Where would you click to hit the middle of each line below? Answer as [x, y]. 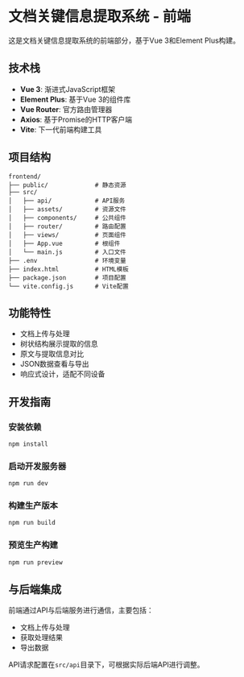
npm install [28, 444]
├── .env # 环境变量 [67, 260]
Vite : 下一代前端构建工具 [61, 129]
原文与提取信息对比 [52, 354]
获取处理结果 [41, 638]
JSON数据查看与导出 [55, 364]
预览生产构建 [33, 545]
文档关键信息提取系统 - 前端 [100, 17]
